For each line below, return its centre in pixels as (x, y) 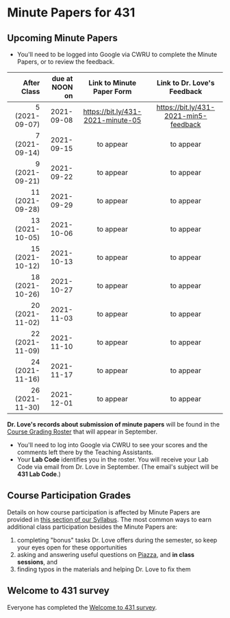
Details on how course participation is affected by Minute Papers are (104, 512)
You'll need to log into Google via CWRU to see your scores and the (112, 445)
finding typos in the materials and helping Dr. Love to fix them (104, 569)
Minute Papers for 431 (71, 13)
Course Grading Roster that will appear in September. (82, 431)
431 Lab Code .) (39, 474)
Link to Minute (113, 83)
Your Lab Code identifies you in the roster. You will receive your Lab (113, 460)
